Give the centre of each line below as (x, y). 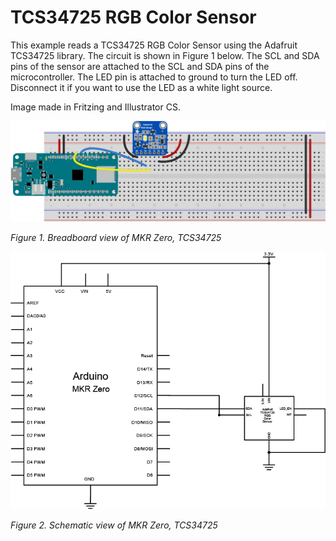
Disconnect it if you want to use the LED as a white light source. (141, 87)
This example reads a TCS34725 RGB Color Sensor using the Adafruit (154, 45)
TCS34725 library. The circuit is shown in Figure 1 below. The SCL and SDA (165, 55)
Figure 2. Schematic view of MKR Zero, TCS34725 (114, 525)
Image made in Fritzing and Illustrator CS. (95, 107)
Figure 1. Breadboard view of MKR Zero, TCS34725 (116, 238)
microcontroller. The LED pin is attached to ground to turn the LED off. (154, 77)
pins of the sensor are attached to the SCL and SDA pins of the (140, 66)
